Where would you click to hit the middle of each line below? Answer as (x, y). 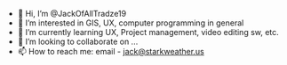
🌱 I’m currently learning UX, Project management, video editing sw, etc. (148, 32)
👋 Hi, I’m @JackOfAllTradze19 (72, 14)
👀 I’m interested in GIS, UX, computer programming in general (131, 23)
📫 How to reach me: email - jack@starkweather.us (111, 51)
